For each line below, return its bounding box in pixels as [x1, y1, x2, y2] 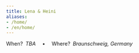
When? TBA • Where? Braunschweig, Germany [6, 40, 133, 47]
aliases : [6, 14, 28, 20]
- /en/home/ [6, 24, 35, 31]
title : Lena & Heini [6, 8, 57, 14]
